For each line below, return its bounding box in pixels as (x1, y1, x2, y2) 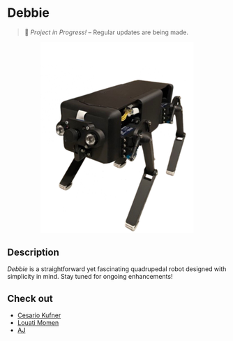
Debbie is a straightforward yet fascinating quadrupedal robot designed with (7, 265, 227, 273)
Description (7, 246, 59, 258)
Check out (7, 292, 54, 305)
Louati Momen (17, 319, 59, 327)
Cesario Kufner (17, 311, 61, 319)
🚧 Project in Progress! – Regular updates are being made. (24, 28, 188, 36)
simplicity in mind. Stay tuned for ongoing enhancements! (7, 273, 173, 281)
